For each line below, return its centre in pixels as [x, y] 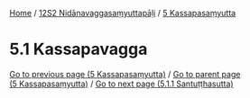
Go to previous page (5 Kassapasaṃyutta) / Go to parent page [125, 74]
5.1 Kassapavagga [79, 49]
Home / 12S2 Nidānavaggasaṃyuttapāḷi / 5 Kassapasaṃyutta [123, 13]
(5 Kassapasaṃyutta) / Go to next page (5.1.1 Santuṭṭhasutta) [121, 84]
